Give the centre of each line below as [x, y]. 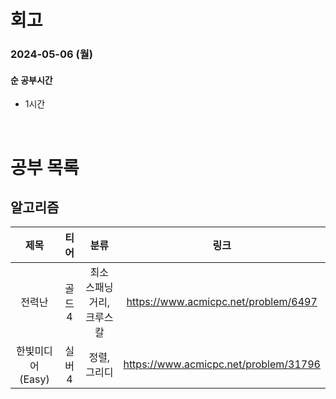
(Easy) [34, 379]
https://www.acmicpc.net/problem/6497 [222, 302]
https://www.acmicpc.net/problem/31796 [222, 364]
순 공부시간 [31, 80]
